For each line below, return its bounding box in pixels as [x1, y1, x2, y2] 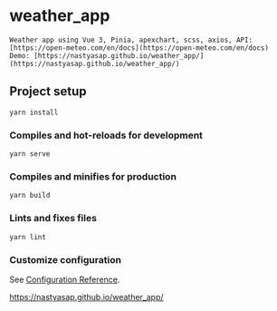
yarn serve [9, 150, 51, 159]
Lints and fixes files [9, 212, 98, 225]
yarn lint [9, 232, 47, 241]
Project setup [9, 83, 88, 100]
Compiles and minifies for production [9, 170, 177, 182]
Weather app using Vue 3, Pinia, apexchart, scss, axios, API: [9, 35, 253, 44]
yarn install [9, 108, 59, 117]
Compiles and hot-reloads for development [9, 129, 204, 141]
